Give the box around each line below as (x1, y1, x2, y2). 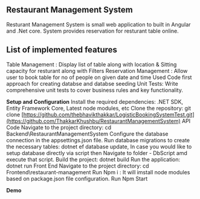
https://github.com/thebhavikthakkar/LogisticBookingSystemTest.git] (23, 111, 195, 118)
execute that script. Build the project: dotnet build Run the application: (6, 156, 181, 163)
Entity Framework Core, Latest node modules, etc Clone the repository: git (6, 104, 192, 112)
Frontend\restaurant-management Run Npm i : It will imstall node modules (6, 168, 190, 175)
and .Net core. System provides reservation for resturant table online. (6, 27, 179, 34)
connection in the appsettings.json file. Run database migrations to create (6, 136, 190, 144)
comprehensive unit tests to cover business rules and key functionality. (6, 86, 183, 93)
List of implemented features (6, 45, 118, 55)
